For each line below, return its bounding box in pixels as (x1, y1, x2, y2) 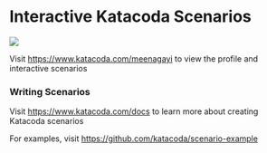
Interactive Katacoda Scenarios (9, 6, 252, 27)
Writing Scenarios (9, 85, 91, 98)
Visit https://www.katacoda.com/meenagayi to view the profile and (9, 53, 259, 64)
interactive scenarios (9, 62, 88, 73)
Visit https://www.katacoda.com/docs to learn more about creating (9, 106, 259, 117)
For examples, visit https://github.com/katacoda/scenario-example (9, 133, 258, 144)
